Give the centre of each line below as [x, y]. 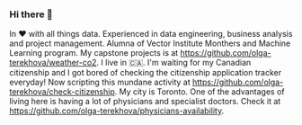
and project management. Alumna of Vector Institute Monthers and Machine [150, 43]
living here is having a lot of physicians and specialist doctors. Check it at [145, 102]
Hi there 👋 [31, 14]
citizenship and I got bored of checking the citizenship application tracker [145, 73]
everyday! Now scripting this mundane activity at [100, 82]
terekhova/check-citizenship [62, 92]
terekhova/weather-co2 [53, 63]
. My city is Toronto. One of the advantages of [200, 92]
